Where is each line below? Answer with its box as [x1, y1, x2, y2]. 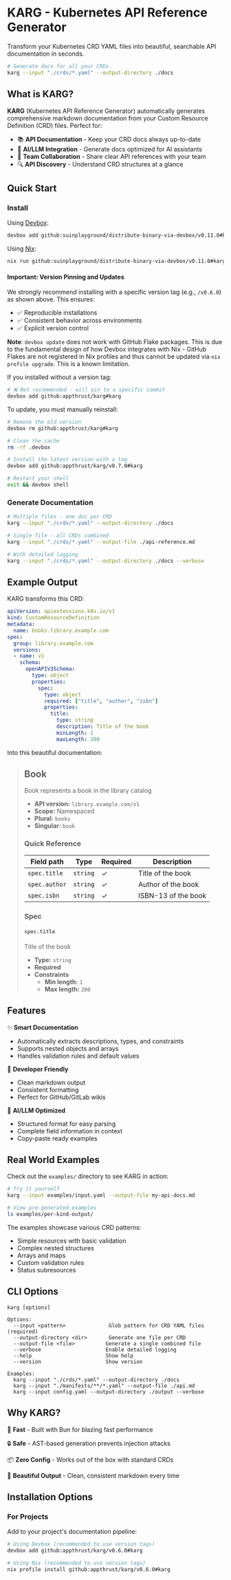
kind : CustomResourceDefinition [7, 615, 100, 621]
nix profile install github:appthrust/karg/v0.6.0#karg [7, 1566, 170, 1573]
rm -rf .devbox [7, 444, 51, 451]
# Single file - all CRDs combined [7, 532, 109, 539]
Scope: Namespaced [34, 807, 95, 815]
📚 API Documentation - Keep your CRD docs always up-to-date [16, 135, 201, 143]
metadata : [7, 621, 36, 628]
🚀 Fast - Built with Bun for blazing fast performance [7, 1425, 153, 1433]
